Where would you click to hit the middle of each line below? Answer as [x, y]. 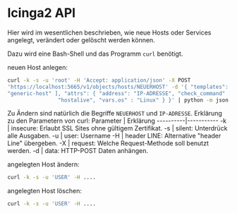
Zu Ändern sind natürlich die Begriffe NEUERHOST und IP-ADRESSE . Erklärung [115, 114]
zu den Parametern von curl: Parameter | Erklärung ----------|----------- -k [117, 121]
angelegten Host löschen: [45, 191]
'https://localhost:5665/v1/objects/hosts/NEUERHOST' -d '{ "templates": [118, 87]
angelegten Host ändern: [43, 164]
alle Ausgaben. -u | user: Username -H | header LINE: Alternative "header [114, 136]
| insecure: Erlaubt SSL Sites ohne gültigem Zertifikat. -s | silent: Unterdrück [117, 128]
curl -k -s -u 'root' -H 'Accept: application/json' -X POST [99, 80]
